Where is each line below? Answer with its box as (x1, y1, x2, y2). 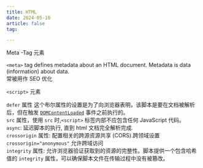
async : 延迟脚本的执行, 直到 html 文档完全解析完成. (6, 124, 134, 132)
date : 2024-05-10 (6, 15, 51, 21)
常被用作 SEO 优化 (6, 75, 53, 83)
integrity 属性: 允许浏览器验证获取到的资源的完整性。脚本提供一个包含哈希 (6, 147, 197, 155)
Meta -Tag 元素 (6, 49, 45, 56)
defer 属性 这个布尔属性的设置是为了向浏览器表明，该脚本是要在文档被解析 (6, 101, 195, 109)
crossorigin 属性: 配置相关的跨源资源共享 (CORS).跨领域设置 (6, 132, 160, 139)
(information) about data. (6, 68, 69, 75)
